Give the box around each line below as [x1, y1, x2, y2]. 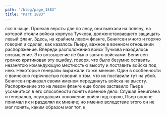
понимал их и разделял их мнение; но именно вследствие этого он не [5, 99, 155, 105]
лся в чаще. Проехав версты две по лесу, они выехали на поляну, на [5, 25, 151, 31]
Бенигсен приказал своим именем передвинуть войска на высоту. [5, 77, 148, 84]
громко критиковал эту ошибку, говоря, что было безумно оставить [5, 57, 150, 63]
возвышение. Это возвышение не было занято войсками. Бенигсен [5, 51, 148, 57]
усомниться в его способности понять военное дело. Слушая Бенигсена [5, 88, 160, 94]
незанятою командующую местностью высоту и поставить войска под [5, 62, 157, 68]
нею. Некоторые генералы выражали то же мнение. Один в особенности [5, 67, 161, 73]
